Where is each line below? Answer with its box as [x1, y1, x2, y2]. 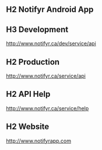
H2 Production [6, 57, 60, 67]
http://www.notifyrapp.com [6, 137, 72, 144]
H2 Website [6, 122, 50, 132]
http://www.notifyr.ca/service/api [6, 72, 86, 79]
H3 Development [6, 25, 69, 34]
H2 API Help [6, 89, 51, 99]
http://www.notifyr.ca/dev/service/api [6, 40, 96, 47]
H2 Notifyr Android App [6, 5, 94, 15]
